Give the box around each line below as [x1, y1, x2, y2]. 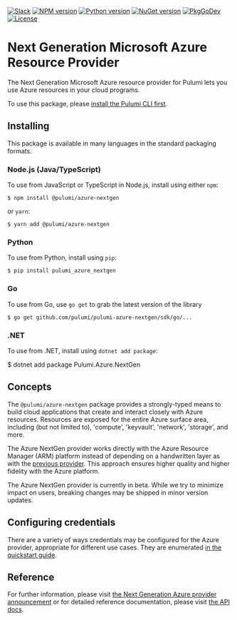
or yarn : [7, 207, 31, 215]
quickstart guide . [7, 550, 57, 559]
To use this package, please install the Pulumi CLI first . [7, 99, 168, 108]
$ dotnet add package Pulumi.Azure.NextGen [7, 360, 141, 369]
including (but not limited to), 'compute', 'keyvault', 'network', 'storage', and [7, 422, 228, 431]
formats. [7, 146, 32, 155]
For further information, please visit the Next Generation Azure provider [7, 590, 217, 599]
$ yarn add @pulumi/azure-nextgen [7, 221, 110, 228]
